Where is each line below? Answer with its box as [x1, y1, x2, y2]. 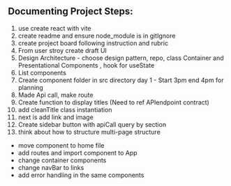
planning [17, 83, 44, 91]
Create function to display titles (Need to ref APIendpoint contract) [17, 98, 210, 107]
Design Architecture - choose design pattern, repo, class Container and [17, 54, 224, 62]
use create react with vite [17, 24, 91, 32]
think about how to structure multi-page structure [17, 127, 161, 136]
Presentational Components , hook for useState [17, 61, 155, 69]
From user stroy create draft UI [17, 46, 107, 54]
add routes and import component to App [17, 148, 138, 157]
